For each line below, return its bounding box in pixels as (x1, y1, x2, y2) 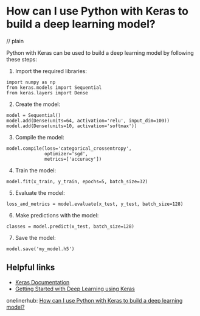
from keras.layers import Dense (6, 90, 88, 96)
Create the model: (15, 100, 61, 108)
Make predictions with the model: (15, 211, 99, 219)
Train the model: (15, 166, 57, 174)
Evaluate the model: (15, 189, 65, 196)
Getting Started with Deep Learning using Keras (15, 285, 135, 292)
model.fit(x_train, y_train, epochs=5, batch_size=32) (6, 178, 148, 184)
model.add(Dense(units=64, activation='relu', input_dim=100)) (6, 118, 170, 124)
